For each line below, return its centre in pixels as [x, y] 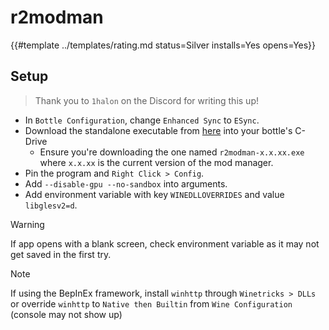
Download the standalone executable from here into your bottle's [158, 130]
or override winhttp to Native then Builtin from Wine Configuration [151, 303]
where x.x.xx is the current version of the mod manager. [156, 162]
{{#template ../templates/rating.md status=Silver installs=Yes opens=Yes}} [163, 45]
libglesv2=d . [51, 205]
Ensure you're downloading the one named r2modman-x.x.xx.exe [172, 152]
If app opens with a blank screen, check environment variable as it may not [165, 243]
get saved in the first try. [61, 254]
